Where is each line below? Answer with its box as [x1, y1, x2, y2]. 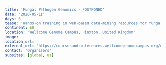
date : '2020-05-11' [5, 12, 45, 17]
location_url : [5, 39, 35, 44]
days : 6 [5, 16, 21, 21]
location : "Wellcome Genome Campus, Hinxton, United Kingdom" [5, 30, 136, 35]
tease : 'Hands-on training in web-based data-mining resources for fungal [5, 21, 163, 26]
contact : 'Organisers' [5, 48, 52, 53]
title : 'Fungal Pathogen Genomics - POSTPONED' [5, 7, 105, 12]
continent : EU [5, 25, 35, 30]
